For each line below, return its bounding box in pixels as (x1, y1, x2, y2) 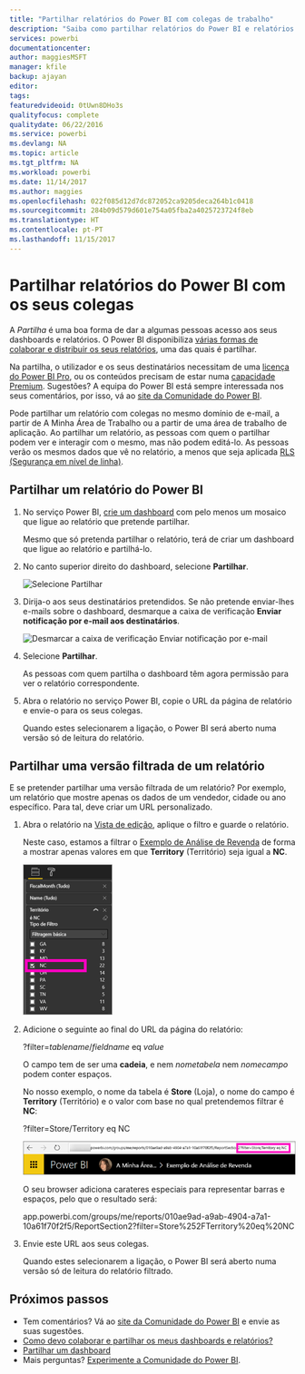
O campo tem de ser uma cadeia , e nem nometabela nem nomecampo (22, 1059, 289, 1070)
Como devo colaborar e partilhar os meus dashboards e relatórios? (22, 1335, 274, 1346)
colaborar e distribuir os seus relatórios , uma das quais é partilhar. (9, 343, 257, 354)
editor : (9, 82, 39, 91)
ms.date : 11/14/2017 (9, 177, 88, 186)
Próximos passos (9, 1291, 109, 1307)
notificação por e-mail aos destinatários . (22, 615, 180, 626)
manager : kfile (9, 63, 67, 72)
